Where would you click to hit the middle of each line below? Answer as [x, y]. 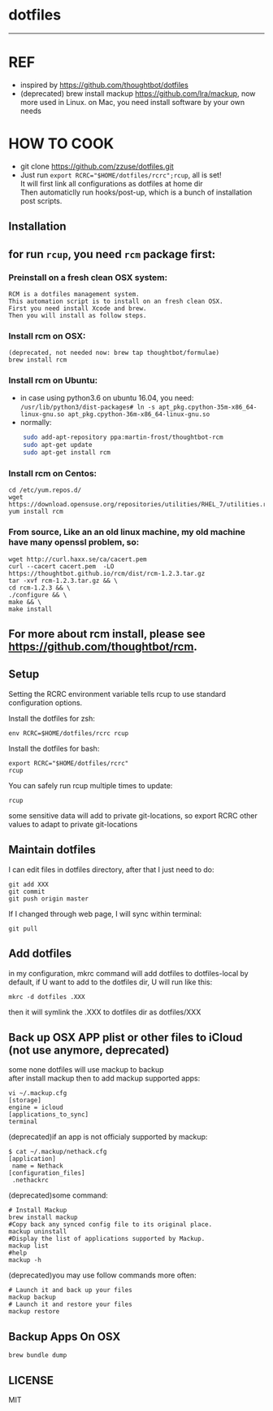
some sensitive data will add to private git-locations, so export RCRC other [133, 815]
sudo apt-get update [58, 445]
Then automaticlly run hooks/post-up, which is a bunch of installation [136, 192]
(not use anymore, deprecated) [89, 1050]
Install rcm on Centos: [53, 474]
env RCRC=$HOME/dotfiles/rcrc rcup [69, 733]
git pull [23, 929]
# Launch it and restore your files [70, 1304]
